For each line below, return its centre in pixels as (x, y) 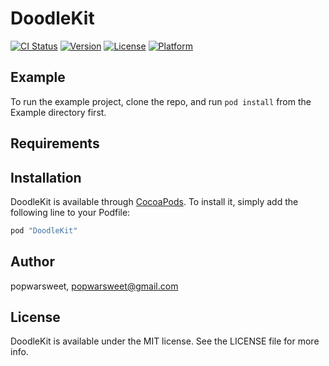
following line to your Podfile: (70, 212)
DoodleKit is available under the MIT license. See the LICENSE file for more (165, 341)
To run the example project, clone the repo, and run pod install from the (161, 101)
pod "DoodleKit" (44, 230)
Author (32, 262)
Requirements (55, 143)
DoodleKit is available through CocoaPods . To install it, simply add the (154, 201)
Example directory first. (58, 112)
